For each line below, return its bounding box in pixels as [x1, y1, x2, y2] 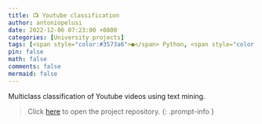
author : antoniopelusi [8, 19, 82, 27]
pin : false [8, 48, 44, 56]
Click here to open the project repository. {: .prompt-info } [27, 107, 214, 116]
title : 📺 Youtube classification [8, 11, 120, 20]
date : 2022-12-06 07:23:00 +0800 [8, 26, 118, 34]
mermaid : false [8, 70, 58, 78]
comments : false [8, 63, 61, 71]
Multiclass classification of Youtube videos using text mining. [8, 91, 206, 100]
